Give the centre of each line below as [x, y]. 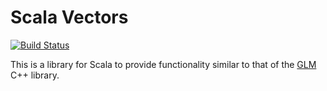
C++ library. [35, 75]
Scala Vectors [69, 17]
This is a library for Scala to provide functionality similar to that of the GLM [163, 64]
